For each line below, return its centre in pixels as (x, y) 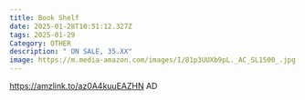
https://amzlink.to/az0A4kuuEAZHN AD (84, 86)
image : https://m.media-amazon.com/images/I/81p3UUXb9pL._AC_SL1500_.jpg (153, 60)
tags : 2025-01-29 (42, 35)
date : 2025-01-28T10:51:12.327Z (71, 26)
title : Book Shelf (44, 18)
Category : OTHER (40, 43)
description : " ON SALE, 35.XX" (71, 52)
